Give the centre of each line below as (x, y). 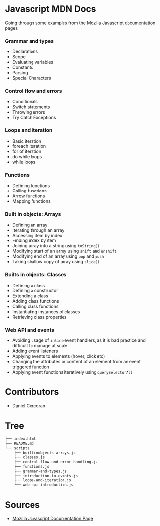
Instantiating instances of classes (46, 311)
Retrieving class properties (39, 317)
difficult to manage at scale (40, 346)
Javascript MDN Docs (50, 9)
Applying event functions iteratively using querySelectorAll (72, 372)
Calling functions (29, 191)
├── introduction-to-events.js (46, 476)
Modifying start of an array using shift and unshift (64, 251)
